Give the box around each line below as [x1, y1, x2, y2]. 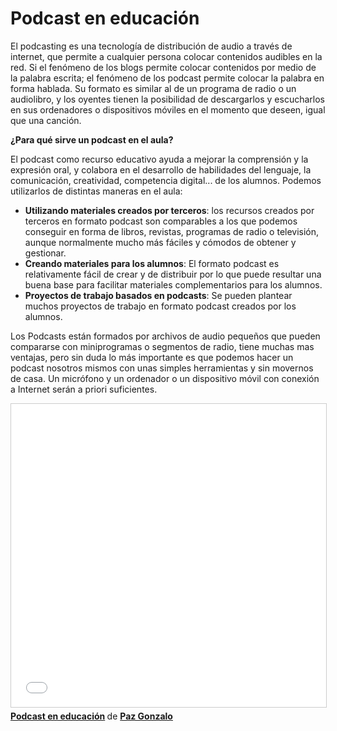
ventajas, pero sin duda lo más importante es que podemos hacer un [10, 351, 294, 363]
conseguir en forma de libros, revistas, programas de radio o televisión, [24, 225, 320, 237]
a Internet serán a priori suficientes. [10, 383, 158, 395]
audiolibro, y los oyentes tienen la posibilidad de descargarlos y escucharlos [10, 93, 325, 105]
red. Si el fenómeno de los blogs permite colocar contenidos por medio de [10, 61, 317, 73]
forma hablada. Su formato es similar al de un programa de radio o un [10, 82, 297, 94]
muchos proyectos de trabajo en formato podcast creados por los [24, 300, 297, 312]
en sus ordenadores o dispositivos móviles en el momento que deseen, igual [10, 103, 326, 116]
